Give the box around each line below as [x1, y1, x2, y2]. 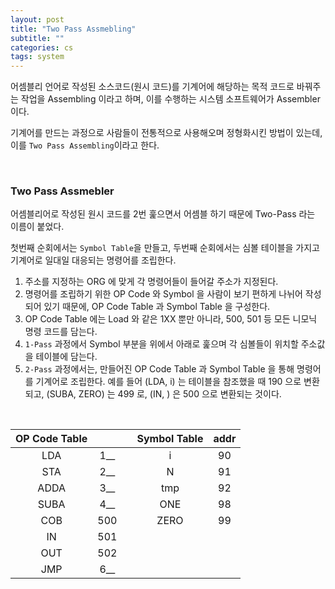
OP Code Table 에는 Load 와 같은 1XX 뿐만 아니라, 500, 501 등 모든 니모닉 [24, 313, 318, 325]
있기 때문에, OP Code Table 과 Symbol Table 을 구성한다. [43, 301, 271, 313]
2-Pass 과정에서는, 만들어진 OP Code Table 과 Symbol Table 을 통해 [24, 363, 295, 375]
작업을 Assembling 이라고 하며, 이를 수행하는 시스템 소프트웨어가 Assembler [20, 93, 321, 105]
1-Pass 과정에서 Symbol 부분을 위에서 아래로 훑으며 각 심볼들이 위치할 [24, 338, 299, 350]
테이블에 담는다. [35, 351, 98, 363]
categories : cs [10, 42, 74, 53]
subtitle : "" [10, 33, 65, 43]
